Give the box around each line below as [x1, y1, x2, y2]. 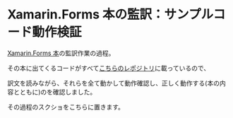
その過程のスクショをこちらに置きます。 [7, 102, 125, 111]
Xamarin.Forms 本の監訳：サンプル [7, 6, 213, 23]
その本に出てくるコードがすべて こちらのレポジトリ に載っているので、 [7, 64, 210, 72]
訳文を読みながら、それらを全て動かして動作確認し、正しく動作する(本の [7, 78, 220, 87]
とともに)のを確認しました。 [13, 88, 97, 96]
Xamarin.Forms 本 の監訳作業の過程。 [7, 49, 115, 57]
